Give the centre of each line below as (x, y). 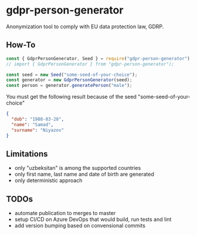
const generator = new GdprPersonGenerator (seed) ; (69, 80)
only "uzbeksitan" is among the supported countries (78, 168)
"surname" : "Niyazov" (38, 130)
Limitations (27, 154)
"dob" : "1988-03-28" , (38, 119)
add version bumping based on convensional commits (80, 226)
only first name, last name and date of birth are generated (84, 174)
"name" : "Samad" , (33, 125)
